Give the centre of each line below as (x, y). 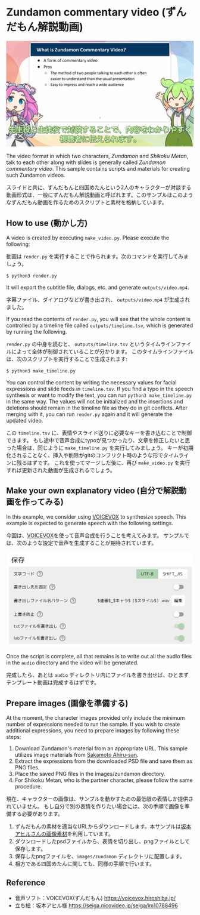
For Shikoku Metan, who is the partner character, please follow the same (104, 780)
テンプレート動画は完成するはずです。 (53, 683)
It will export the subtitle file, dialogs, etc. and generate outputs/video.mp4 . (98, 288)
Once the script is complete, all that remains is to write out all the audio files (99, 657)
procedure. (29, 787)
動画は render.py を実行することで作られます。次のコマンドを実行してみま (98, 257)
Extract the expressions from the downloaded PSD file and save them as (103, 761)
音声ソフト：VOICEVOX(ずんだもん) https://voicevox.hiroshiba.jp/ (95, 898)
